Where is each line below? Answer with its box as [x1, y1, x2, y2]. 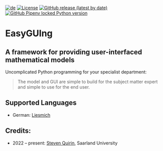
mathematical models [5, 55, 75, 64]
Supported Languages [5, 99, 77, 107]
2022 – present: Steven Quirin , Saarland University [12, 140, 118, 146]
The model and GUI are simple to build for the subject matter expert [17, 79, 158, 85]
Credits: [5, 126, 31, 135]
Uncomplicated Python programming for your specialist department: [5, 69, 147, 75]
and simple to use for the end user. [17, 84, 90, 90]
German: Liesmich [12, 112, 51, 118]
